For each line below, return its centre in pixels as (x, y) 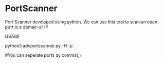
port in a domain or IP (27, 27)
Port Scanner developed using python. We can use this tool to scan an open (81, 22)
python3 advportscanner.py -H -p (39, 46)
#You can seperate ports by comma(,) (43, 55)
